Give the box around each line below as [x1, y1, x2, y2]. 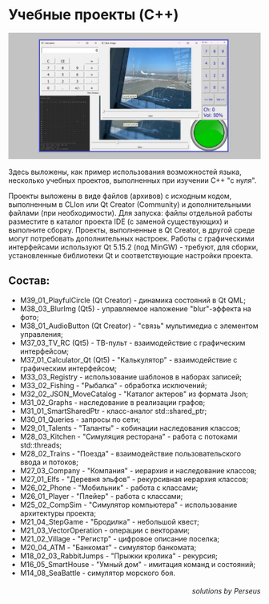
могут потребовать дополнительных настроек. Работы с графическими [8, 233, 255, 243]
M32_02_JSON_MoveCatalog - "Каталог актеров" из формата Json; [19, 389, 248, 399]
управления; [19, 329, 64, 338]
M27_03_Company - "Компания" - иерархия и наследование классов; [19, 465, 257, 475]
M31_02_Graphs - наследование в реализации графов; [19, 397, 206, 407]
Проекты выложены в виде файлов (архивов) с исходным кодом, [8, 191, 232, 201]
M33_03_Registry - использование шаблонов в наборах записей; [19, 371, 243, 382]
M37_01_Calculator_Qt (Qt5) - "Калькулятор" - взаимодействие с [19, 355, 238, 364]
